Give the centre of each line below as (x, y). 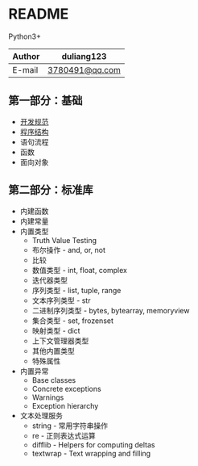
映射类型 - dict (56, 330)
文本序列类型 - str (61, 300)
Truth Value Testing (64, 240)
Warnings (48, 397)
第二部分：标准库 (51, 190)
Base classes (54, 380)
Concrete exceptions (67, 388)
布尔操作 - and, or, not (69, 250)
